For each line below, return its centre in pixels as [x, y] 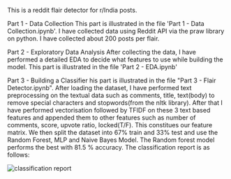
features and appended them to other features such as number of [102, 117]
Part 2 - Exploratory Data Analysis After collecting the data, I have [102, 52]
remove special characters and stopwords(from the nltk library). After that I [115, 103]
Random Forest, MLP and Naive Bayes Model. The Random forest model [111, 140]
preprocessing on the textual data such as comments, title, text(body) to [111, 95]
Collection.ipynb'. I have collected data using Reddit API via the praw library [116, 31]
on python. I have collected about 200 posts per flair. [83, 38]
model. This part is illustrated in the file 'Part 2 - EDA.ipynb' [92, 67]
